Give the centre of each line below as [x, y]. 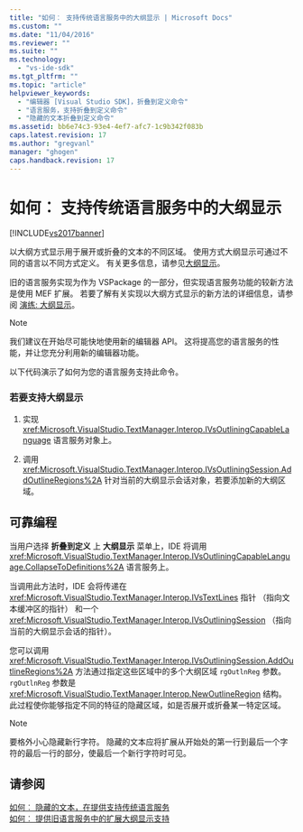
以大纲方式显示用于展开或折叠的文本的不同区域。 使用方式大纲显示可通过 [145, 252]
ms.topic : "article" [48, 85]
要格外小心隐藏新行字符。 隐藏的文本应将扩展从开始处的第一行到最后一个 [145, 742]
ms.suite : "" [34, 51]
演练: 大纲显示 [46, 305]
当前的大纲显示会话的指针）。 [63, 631]
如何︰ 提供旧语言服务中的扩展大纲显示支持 [89, 818]
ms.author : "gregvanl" [52, 143]
